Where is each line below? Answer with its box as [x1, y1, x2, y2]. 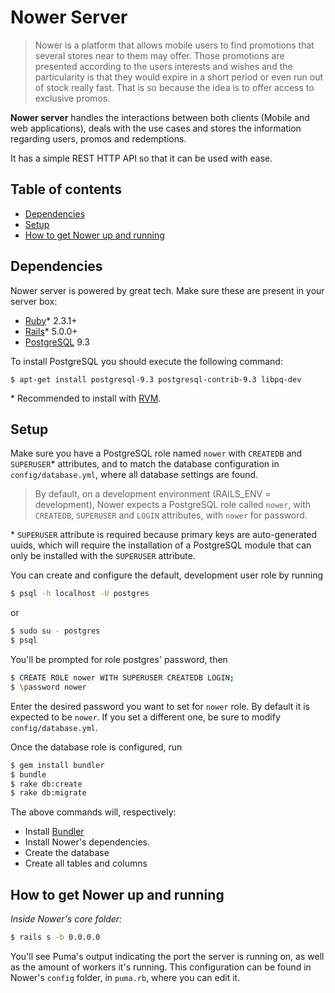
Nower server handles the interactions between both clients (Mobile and [10, 111, 310, 123]
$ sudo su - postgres [10, 626, 101, 636]
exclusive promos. [34, 92, 111, 104]
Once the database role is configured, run [10, 741, 183, 753]
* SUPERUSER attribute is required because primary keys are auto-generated [10, 529, 318, 541]
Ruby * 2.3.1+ [24, 314, 78, 326]
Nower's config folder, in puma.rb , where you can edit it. [10, 971, 241, 983]
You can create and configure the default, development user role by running [10, 569, 324, 581]
